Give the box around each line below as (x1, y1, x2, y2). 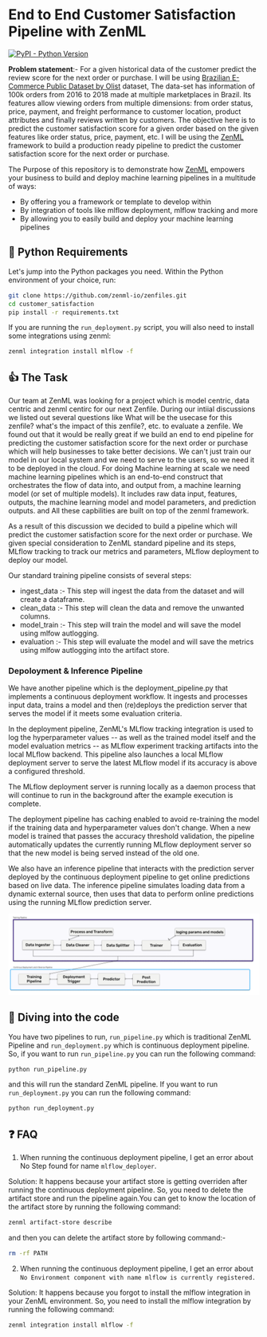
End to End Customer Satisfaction (8, 6, 237, 24)
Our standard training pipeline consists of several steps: (8, 571, 192, 580)
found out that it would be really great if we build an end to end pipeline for (8, 430, 254, 439)
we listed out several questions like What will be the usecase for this (8, 413, 233, 423)
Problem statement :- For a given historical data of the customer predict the (8, 64, 257, 73)
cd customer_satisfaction (8, 300, 94, 308)
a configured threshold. (8, 767, 85, 777)
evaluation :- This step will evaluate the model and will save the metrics (19, 637, 254, 647)
